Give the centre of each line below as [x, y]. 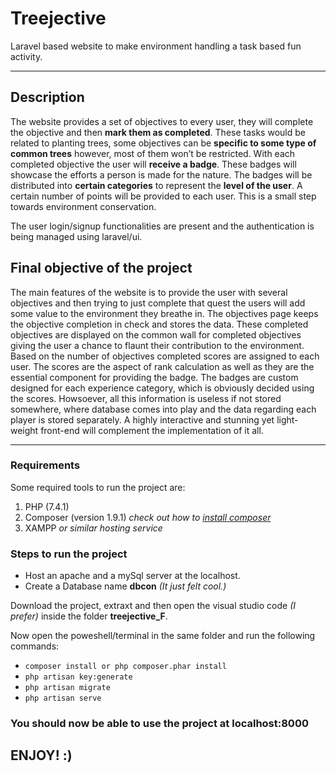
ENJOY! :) [41, 755]
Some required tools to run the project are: [98, 487]
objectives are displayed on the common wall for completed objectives [156, 334]
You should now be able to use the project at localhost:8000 [159, 724]
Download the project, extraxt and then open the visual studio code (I [153, 606]
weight [24, 430]
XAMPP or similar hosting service [93, 528]
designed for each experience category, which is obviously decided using [162, 388]
